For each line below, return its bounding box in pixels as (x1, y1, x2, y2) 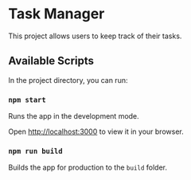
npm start (8, 95, 46, 104)
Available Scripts (8, 54, 94, 68)
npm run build (8, 147, 63, 155)
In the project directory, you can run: (8, 75, 128, 84)
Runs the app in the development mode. (8, 112, 139, 121)
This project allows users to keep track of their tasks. (8, 31, 182, 41)
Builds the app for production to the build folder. (8, 162, 168, 172)
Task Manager (8, 5, 105, 23)
